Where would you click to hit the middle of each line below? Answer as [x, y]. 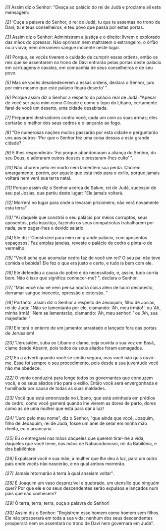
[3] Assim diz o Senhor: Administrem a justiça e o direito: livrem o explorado [83, 37]
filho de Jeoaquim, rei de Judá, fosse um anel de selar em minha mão [76, 423]
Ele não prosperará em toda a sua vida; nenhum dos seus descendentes [79, 518]
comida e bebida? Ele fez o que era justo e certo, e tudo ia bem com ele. [79, 263]
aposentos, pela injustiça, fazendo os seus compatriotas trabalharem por [80, 223]
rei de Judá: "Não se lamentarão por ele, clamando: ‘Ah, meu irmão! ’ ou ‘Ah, [83, 308]
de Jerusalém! [20, 333]
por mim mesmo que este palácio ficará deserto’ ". [56, 88]
